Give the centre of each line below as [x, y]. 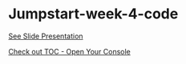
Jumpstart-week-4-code [93, 14]
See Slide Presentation [46, 36]
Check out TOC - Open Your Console [69, 51]
